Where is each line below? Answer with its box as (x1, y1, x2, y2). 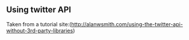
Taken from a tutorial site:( (6, 20, 72, 27)
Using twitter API (6, 5, 71, 15)
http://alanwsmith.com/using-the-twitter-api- (71, 20, 184, 27)
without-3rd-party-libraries (6, 27, 73, 34)
